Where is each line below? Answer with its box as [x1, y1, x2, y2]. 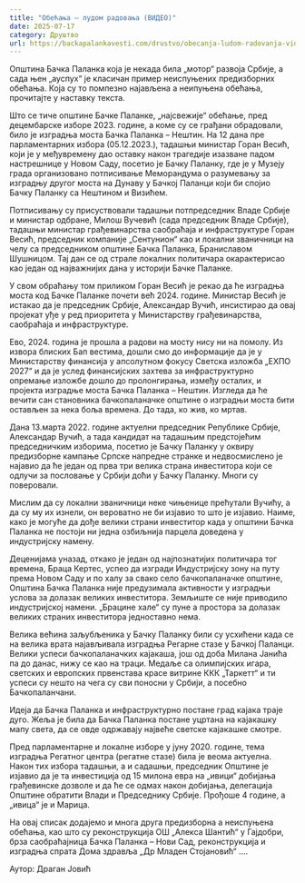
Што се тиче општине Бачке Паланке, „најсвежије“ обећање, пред [9, 110, 268, 121]
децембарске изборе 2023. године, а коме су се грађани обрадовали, [9, 120, 283, 131]
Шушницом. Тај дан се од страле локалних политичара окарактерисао [9, 253, 286, 264]
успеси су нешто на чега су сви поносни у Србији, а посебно [9, 678, 248, 689]
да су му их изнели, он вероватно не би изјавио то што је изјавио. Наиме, [9, 507, 296, 518]
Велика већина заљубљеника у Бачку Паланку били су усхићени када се [9, 629, 294, 640]
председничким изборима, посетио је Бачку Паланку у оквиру [9, 441, 254, 452]
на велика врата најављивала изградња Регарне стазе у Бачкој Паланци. [9, 639, 295, 650]
